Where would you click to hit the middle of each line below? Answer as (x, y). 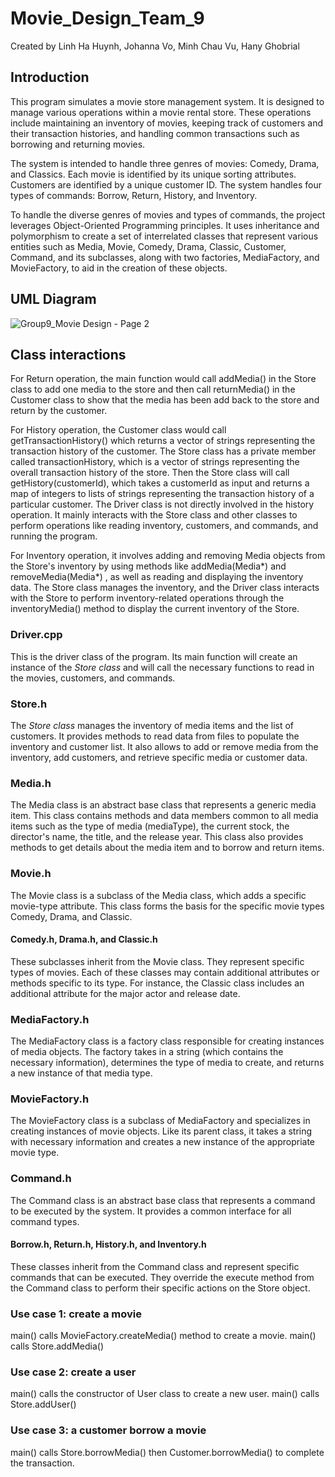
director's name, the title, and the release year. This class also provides (157, 837)
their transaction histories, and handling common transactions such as (155, 133)
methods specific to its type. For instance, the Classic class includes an (157, 983)
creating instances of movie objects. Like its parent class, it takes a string (161, 1131)
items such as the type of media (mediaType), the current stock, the (150, 826)
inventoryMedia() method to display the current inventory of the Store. (155, 609)
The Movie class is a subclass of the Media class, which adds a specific (158, 895)
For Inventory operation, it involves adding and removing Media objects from (168, 556)
